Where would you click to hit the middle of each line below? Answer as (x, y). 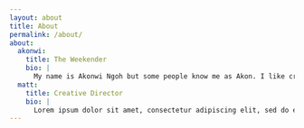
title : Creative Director (75, 93)
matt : (28, 85)
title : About (34, 26)
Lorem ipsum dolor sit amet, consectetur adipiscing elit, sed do (161, 110)
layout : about (36, 18)
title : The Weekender (66, 59)
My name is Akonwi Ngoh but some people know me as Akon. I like (159, 77)
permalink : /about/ (46, 34)
